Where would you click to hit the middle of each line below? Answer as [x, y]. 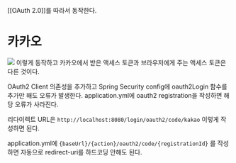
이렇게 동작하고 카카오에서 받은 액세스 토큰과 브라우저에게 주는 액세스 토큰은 [121, 62]
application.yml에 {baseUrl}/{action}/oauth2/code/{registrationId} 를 [112, 143]
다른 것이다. [24, 71]
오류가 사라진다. [36, 104]
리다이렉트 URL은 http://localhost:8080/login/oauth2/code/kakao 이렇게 [113, 119]
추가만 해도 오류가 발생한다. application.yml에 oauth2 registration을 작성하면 [115, 95]
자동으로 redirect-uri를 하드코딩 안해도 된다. [81, 152]
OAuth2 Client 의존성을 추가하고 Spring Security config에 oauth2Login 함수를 [118, 86]
